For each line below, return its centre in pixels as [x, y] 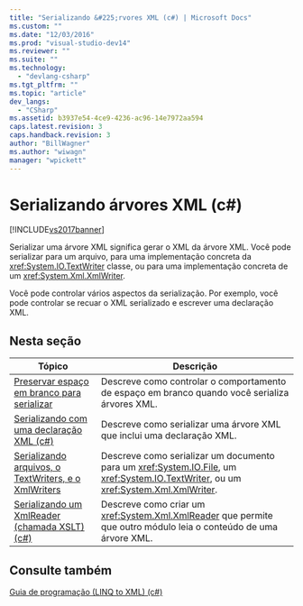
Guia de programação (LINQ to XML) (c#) [86, 592]
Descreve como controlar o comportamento [193, 381]
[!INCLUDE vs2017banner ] [57, 230]
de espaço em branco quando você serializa [195, 393]
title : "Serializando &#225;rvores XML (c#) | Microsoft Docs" [131, 18]
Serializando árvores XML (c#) [126, 205]
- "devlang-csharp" [54, 77]
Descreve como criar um [153, 504]
